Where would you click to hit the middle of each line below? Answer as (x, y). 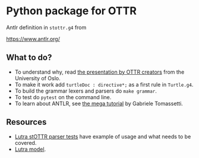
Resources (26, 122)
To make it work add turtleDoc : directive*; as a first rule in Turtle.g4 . (104, 84)
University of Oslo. (37, 78)
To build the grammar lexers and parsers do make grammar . (86, 91)
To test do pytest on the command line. (63, 97)
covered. (26, 143)
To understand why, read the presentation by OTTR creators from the (99, 72)
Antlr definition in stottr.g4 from (46, 27)
